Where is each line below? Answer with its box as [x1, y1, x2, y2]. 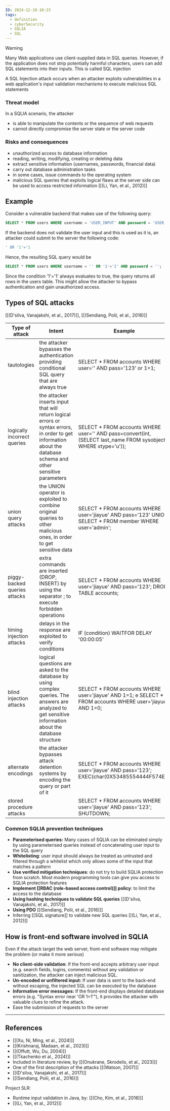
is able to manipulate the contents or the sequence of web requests [12, 120, 154, 127]
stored [8, 797, 23, 804]
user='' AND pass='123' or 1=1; [78, 364, 155, 372]
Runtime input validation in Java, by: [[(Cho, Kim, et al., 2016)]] [12, 1095, 143, 1101]
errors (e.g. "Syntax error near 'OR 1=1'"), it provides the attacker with [12, 993, 158, 999]
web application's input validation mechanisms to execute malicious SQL [5, 81, 157, 87]
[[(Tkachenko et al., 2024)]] [12, 1053, 71, 1060]
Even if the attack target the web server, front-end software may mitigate [5, 946, 157, 952]
